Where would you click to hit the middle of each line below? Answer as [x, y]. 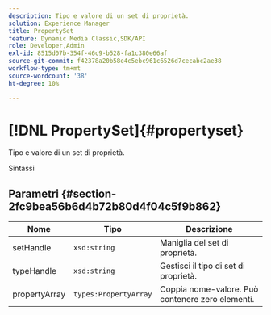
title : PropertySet [41, 31]
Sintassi [21, 168]
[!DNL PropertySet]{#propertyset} [126, 130]
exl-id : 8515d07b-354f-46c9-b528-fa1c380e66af [88, 53]
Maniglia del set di [194, 243]
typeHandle [34, 271]
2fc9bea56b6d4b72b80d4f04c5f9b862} [115, 206]
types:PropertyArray [113, 294]
